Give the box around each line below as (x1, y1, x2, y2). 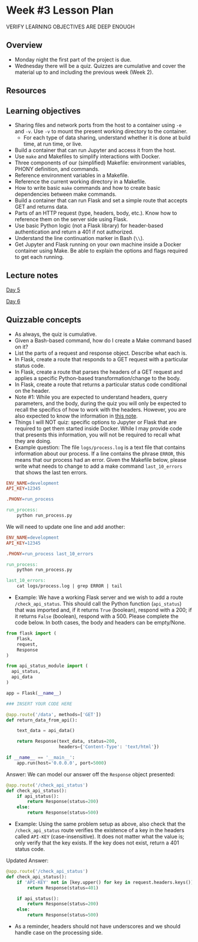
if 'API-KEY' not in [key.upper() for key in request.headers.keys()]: (16, 879, 196, 885)
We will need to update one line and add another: (6, 523, 126, 530)
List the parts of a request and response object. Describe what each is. (14, 349, 187, 357)
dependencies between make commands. (14, 190, 117, 198)
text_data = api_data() (16, 728, 75, 734)
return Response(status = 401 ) (27, 885, 99, 891)
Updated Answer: (6, 857, 49, 864)
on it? (14, 343, 28, 350)
